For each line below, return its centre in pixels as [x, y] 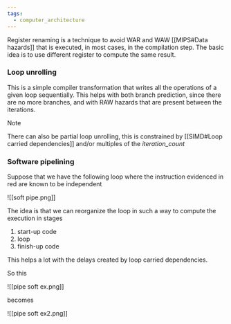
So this [17, 273]
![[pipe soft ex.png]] [36, 287]
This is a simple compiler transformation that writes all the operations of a [112, 87]
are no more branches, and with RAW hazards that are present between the [115, 102]
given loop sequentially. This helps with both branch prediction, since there [114, 95]
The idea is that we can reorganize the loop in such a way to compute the [112, 211]
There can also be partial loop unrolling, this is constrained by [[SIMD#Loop [115, 136]
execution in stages [35, 218]
